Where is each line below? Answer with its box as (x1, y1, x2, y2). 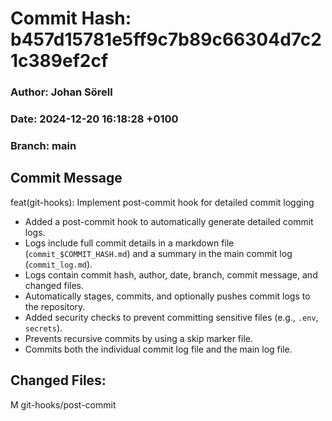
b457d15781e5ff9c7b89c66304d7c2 (10, 28, 322, 51)
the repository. (24, 300, 86, 312)
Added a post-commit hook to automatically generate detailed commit (24, 215, 314, 227)
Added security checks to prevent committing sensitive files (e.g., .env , (24, 311, 319, 323)
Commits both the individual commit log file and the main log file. (24, 343, 293, 355)
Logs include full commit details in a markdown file (24, 237, 235, 249)
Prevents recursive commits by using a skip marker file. (24, 332, 254, 344)
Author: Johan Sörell (10, 85, 113, 99)
